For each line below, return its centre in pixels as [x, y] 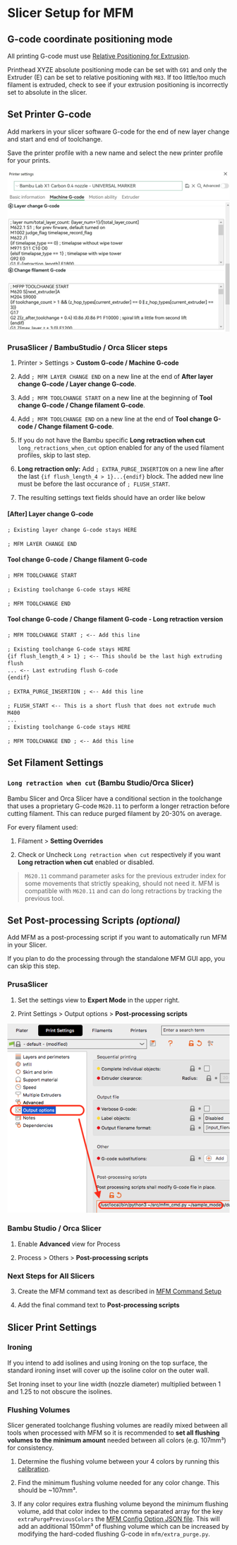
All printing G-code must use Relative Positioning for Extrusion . [99, 56]
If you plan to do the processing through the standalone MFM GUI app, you [116, 959]
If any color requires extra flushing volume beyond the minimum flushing [123, 1504]
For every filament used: [43, 827]
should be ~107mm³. [47, 1491]
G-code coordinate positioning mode [90, 39]
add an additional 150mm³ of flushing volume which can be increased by [123, 1527]
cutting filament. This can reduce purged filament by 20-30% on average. [115, 813]
